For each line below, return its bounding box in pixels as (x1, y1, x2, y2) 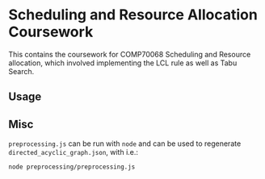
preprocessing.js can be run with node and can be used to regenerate (8, 139, 242, 148)
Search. (8, 66, 35, 76)
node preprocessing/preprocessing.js (8, 163, 136, 171)
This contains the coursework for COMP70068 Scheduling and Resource (8, 49, 251, 59)
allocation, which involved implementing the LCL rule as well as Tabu (8, 58, 238, 68)
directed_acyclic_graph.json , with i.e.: (8, 148, 139, 157)
